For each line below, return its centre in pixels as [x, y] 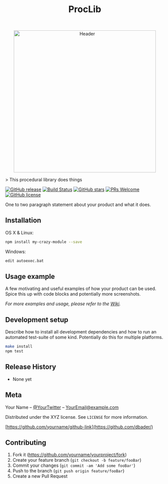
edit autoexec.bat [24, 261]
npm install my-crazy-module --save [44, 242]
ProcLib [85, 9]
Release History [31, 367]
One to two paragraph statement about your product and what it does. [78, 204]
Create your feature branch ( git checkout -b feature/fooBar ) [77, 460]
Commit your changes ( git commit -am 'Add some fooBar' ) [74, 465]
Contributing [26, 442]
